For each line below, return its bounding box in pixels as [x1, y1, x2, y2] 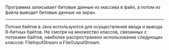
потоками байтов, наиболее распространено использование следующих [5, 34, 163, 40]
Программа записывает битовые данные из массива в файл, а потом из [5, 4, 161, 10]
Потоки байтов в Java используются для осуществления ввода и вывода [5, 24, 162, 29]
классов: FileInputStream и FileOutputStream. [5, 40, 101, 45]
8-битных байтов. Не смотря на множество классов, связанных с [5, 29, 147, 35]
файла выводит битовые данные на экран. [5, 9, 97, 15]
